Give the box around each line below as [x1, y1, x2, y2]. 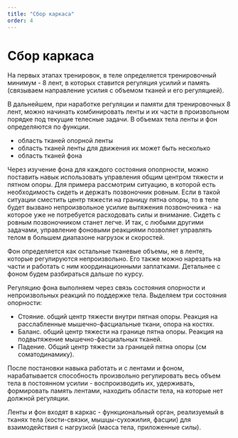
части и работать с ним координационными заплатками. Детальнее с [7, 262, 221, 271]
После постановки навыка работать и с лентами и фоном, [7, 364, 185, 373]
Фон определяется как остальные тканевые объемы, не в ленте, [7, 247, 205, 256]
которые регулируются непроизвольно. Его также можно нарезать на [7, 255, 222, 263]
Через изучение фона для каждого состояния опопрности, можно [7, 165, 209, 174]
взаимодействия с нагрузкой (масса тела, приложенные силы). [7, 423, 201, 432]
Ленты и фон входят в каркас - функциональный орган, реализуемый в [7, 408, 224, 417]
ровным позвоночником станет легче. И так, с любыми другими [7, 218, 204, 227]
